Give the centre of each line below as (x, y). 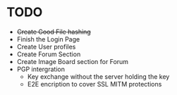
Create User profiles (46, 46)
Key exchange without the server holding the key (98, 76)
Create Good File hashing (54, 32)
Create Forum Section (49, 54)
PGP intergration (41, 69)
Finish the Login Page (48, 39)
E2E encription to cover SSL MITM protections (94, 84)
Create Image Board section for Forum (72, 61)
